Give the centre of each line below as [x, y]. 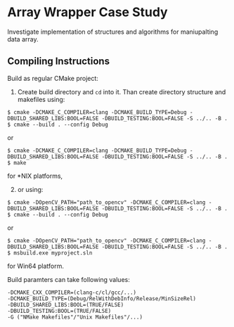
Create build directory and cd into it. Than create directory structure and [122, 91]
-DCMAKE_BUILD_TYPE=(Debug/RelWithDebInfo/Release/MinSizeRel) [102, 299]
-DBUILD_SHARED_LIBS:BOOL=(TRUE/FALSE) [66, 304]
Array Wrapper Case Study [87, 12]
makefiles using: [41, 99]
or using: [30, 189]
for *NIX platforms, [35, 176]
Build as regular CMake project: [53, 78]
